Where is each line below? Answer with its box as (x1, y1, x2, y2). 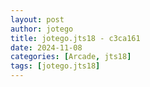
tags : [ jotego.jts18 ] (10, 61, 101, 71)
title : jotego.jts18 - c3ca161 (10, 33, 141, 43)
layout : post (10, 14, 65, 25)
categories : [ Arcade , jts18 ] (10, 52, 132, 62)
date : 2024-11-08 (10, 42, 83, 53)
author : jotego (10, 24, 74, 34)
